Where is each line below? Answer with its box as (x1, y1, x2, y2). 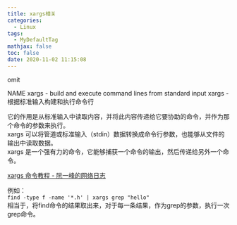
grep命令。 (7, 210, 40, 218)
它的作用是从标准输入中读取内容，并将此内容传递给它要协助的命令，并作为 (7, 112, 224, 120)
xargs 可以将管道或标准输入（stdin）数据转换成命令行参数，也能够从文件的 (7, 129, 225, 138)
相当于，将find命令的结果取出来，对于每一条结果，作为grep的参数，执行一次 (7, 201, 230, 210)
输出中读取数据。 (7, 139, 57, 147)
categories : (7, 17, 42, 24)
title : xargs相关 (7, 10, 56, 18)
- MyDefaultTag (13, 37, 59, 44)
